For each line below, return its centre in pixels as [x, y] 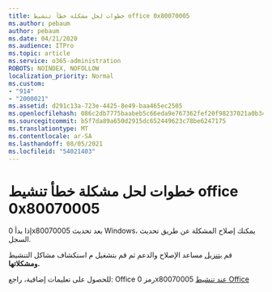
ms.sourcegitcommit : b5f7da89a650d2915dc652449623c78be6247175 [117, 121]
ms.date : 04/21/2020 [43, 38]
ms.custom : [27, 83]
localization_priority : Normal [61, 76]
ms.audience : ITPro [41, 46]
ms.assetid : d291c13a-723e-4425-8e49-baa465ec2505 [96, 106]
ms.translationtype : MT [49, 129]
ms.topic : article [39, 53]
